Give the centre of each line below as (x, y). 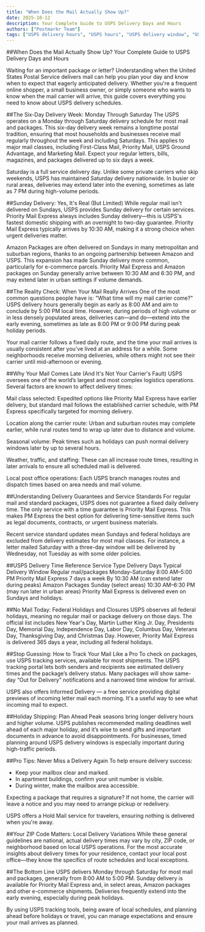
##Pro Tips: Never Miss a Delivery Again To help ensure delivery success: (99, 761)
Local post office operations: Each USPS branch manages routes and (93, 478)
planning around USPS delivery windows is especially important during (95, 743)
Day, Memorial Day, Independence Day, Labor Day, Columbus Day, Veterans (102, 629)
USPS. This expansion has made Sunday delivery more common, (88, 261)
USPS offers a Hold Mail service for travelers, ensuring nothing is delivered (100, 816)
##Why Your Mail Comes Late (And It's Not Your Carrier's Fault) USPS (94, 374)
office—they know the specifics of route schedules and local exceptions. (98, 860)
